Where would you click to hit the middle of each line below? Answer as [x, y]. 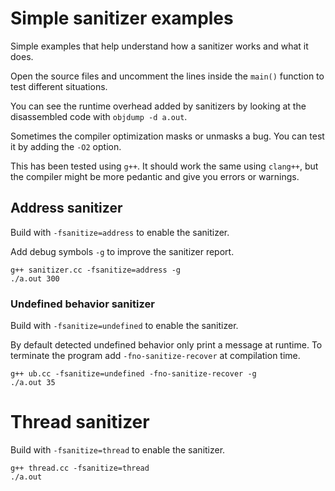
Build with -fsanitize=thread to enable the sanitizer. [118, 449]
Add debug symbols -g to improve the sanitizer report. [122, 251]
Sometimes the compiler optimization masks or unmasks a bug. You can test [167, 136]
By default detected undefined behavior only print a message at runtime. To [166, 345]
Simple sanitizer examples [122, 18]
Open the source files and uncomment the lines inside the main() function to [167, 76]
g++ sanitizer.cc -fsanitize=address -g [96, 270]
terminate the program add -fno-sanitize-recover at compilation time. [155, 356]
